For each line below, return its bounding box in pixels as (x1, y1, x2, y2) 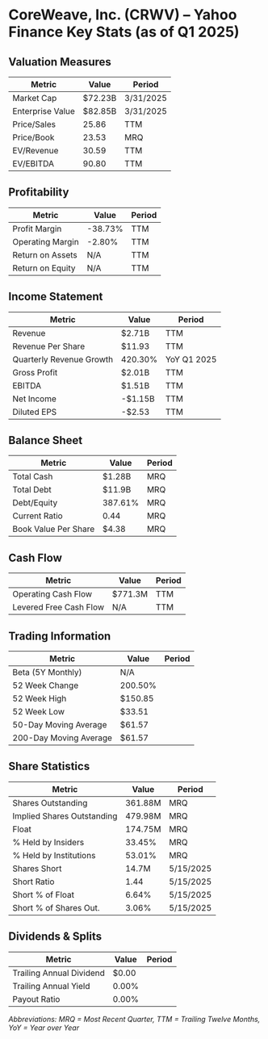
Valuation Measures (8, 55, 111, 69)
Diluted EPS (12, 406, 57, 417)
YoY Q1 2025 (165, 354, 217, 365)
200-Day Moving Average (12, 732, 113, 744)
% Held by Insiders (12, 836, 85, 848)
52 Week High (12, 693, 67, 704)
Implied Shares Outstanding (12, 810, 118, 821)
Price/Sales (12, 119, 57, 130)
